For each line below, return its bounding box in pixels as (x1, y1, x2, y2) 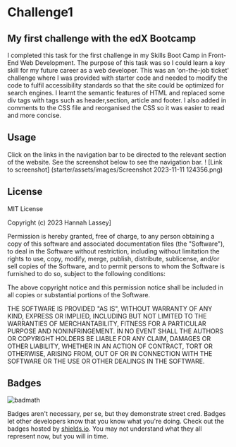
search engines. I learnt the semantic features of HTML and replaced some (7, 89, 225, 97)
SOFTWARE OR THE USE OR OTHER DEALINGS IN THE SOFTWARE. (7, 357, 205, 365)
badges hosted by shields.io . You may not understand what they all (7, 424, 202, 433)
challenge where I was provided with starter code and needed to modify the (7, 73, 228, 82)
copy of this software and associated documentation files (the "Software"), (7, 239, 225, 248)
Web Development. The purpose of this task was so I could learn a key (20, 59, 225, 67)
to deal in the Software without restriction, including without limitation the (7, 246, 220, 255)
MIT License (7, 204, 44, 213)
